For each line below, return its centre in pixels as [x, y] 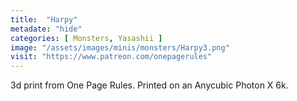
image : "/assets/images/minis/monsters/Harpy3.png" [120, 47]
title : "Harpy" [44, 19]
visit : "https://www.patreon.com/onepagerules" [111, 57]
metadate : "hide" [46, 29]
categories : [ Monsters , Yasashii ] [86, 38]
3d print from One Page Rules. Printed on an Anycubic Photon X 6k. [149, 85]
